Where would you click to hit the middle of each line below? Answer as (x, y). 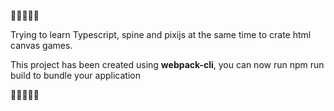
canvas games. (41, 45)
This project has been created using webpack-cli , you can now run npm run (167, 64)
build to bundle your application (75, 75)
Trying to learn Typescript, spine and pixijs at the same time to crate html (161, 34)
